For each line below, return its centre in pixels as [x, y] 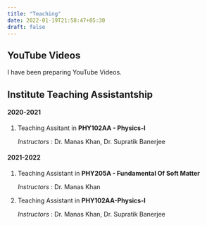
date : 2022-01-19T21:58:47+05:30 [56, 20]
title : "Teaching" [34, 14]
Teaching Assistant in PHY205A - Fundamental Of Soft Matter [109, 173]
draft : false [26, 27]
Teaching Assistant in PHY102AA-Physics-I [81, 200]
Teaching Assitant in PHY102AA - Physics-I [81, 128]
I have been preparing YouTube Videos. [64, 72]
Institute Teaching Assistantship [80, 95]
